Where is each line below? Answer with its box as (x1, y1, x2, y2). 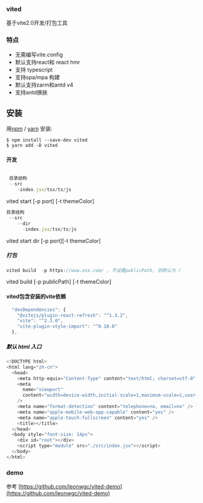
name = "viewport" (22, 386, 63, 393)
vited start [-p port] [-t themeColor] (6, 198, 95, 205)
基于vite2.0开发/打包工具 (6, 19, 68, 27)
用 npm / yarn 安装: (6, 125, 53, 132)
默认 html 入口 (6, 343, 42, 350)
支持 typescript (14, 66, 53, 73)
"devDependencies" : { (11, 307, 66, 313)
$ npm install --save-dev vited (6, 137, 88, 143)
